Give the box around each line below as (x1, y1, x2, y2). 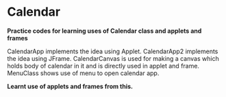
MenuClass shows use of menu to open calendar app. (7, 69, 160, 77)
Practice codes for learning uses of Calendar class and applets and (7, 27, 202, 35)
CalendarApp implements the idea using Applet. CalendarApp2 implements (7, 47, 218, 55)
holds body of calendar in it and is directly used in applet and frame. (7, 61, 200, 70)
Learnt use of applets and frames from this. (7, 82, 134, 90)
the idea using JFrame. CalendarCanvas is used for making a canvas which (7, 54, 219, 62)
